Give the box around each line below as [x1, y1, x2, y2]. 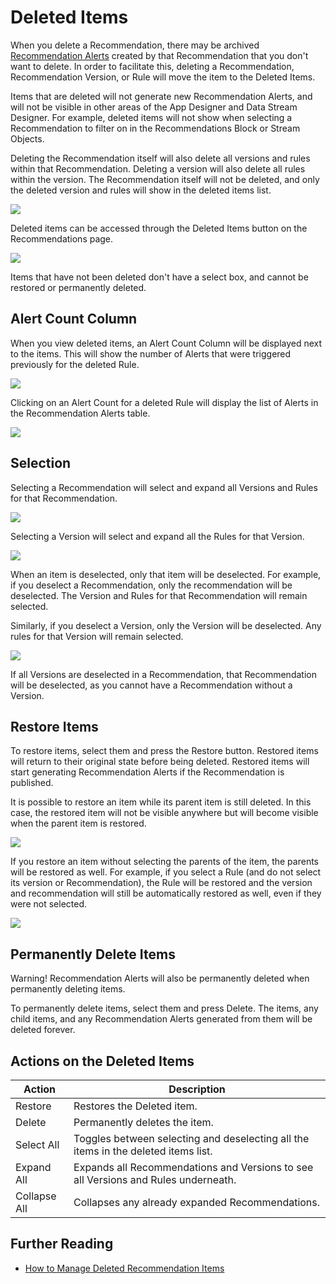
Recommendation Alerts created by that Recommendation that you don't [10, 49, 309, 61]
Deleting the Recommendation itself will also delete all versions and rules [10, 152, 311, 164]
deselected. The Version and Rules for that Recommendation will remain [10, 589, 308, 601]
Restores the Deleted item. [73, 1099, 198, 1113]
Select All [15, 1138, 60, 1151]
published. [10, 777, 54, 789]
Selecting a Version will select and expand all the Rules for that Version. [10, 530, 305, 542]
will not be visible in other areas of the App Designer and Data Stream [10, 101, 298, 113]
